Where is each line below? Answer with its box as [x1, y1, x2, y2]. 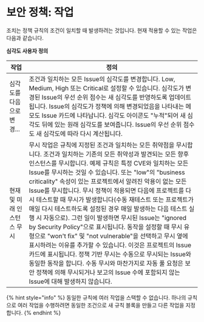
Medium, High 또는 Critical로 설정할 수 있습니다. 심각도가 [29, 84, 184, 92]
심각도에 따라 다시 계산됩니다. [43, 129, 123, 138]
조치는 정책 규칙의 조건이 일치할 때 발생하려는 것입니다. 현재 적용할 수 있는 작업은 [6, 27, 197, 34]
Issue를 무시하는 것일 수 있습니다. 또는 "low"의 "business [29, 168, 185, 176]
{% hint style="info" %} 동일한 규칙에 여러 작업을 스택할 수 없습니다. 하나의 [6, 293, 186, 301]
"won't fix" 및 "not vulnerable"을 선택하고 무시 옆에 [47, 232, 188, 240]
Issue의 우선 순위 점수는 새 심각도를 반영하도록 [41, 93, 168, 101]
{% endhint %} [24, 309, 61, 316]
